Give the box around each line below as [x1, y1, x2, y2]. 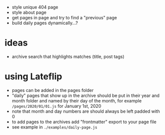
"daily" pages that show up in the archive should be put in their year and [11, 92, 160, 98]
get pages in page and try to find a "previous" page [11, 15, 117, 20]
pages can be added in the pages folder [11, 87, 94, 93]
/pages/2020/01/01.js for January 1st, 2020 [11, 103, 102, 109]
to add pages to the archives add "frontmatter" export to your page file [11, 119, 157, 125]
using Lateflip [4, 71, 62, 82]
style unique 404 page [11, 4, 58, 10]
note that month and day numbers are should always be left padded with [11, 108, 161, 114]
